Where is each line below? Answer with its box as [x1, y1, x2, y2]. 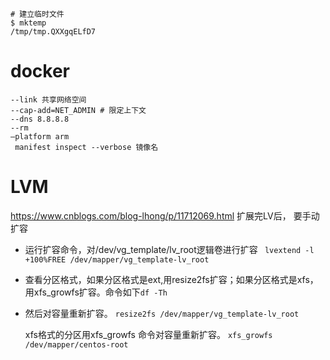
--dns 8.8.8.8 [10, 114, 70, 124]
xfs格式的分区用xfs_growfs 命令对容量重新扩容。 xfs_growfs [24, 328, 273, 340]
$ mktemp [10, 18, 47, 28]
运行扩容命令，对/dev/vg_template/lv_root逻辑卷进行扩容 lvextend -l [24, 243, 315, 255]
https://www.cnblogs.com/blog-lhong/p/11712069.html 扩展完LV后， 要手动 [10, 209, 320, 222]
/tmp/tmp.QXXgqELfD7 [10, 27, 97, 37]
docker [10, 60, 70, 83]
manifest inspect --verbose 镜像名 [14, 142, 159, 152]
